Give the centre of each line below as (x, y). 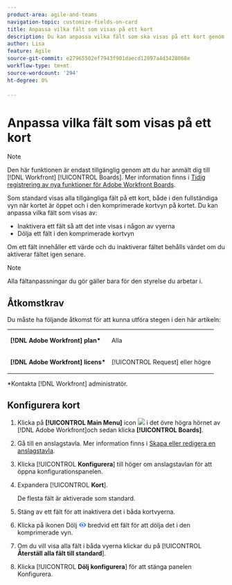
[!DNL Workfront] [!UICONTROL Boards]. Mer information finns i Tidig (106, 177)
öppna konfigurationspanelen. (60, 471)
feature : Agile (29, 51)
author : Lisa (26, 44)
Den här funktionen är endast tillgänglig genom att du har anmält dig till (108, 170)
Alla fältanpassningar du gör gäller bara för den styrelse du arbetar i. (105, 281)
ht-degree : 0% (28, 80)
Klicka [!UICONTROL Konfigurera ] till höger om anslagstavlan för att (115, 465)
